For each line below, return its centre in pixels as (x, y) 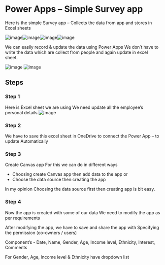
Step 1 (13, 97)
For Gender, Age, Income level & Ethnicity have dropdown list (67, 257)
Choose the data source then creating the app (59, 180)
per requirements (23, 218)
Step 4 (13, 202)
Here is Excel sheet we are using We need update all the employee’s (74, 107)
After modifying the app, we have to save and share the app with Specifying (82, 227)
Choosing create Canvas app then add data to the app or (70, 174)
